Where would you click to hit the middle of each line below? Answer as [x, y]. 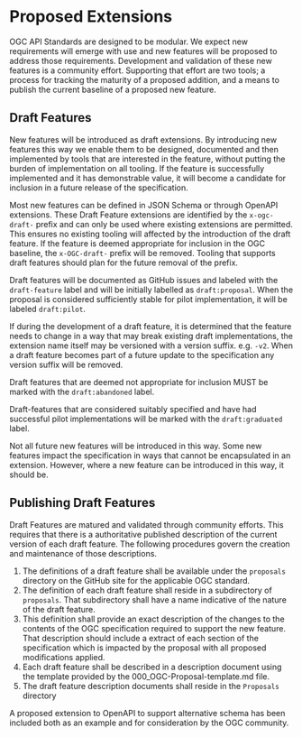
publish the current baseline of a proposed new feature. [113, 89]
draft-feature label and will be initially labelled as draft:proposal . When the [151, 290]
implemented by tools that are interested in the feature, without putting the [147, 159]
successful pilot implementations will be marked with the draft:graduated [146, 419]
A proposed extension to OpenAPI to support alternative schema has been [147, 713]
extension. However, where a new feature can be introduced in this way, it [146, 465]
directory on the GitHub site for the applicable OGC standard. [136, 580]
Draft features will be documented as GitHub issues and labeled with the [144, 280]
